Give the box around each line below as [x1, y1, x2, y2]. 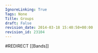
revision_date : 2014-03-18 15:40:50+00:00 [5, 25, 93, 30]
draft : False [5, 20, 32, 26]
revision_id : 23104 [5, 30, 45, 35]
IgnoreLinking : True [5, 7, 48, 12]
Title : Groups [5, 16, 34, 21]
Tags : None [5, 12, 27, 17]
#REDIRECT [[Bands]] [5, 43, 49, 49]
